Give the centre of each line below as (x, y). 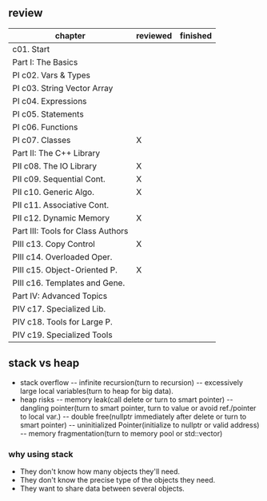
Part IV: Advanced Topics (60, 296)
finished (196, 35)
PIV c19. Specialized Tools (63, 335)
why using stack (41, 454)
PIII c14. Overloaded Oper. (62, 256)
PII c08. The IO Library (55, 165)
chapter (70, 35)
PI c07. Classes (42, 140)
